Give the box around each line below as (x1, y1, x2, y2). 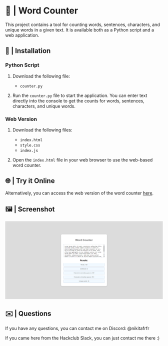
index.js (19, 148, 38, 153)
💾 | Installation (5, 46, 51, 55)
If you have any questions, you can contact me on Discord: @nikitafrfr (5, 325, 149, 331)
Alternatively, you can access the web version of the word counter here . (5, 190, 154, 196)
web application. (5, 32, 39, 38)
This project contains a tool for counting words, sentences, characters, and (5, 21, 160, 27)
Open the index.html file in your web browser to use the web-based (12, 156, 153, 162)
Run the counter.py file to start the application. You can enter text (12, 92, 147, 98)
